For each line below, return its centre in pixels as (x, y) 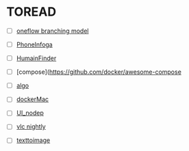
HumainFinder (36, 58)
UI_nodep (30, 113)
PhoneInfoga (34, 44)
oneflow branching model (52, 31)
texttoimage (33, 140)
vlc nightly (31, 126)
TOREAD (31, 12)
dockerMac (33, 99)
